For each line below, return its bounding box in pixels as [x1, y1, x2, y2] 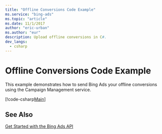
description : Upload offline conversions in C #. [5, 35, 107, 40]
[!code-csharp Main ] [5, 96, 46, 102]
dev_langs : [5, 39, 28, 44]
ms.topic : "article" [5, 16, 48, 21]
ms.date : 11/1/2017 [5, 21, 45, 26]
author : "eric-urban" [5, 26, 50, 31]
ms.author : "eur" [5, 30, 41, 35]
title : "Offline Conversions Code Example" [5, 7, 96, 12]
